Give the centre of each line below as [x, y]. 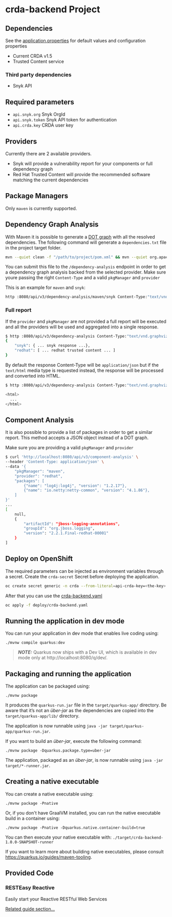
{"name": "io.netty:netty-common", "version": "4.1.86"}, [87, 490]
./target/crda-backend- [138, 838]
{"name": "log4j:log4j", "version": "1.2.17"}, [75, 486]
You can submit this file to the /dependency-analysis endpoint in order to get [86, 267]
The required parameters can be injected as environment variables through [84, 571]
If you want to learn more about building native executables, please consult [84, 851]
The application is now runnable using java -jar [56, 726]
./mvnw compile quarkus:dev [35, 643]
